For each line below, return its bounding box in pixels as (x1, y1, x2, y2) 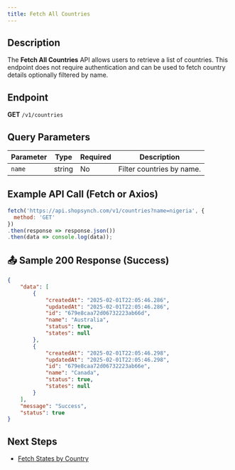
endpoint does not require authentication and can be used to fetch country (7, 63, 226, 72)
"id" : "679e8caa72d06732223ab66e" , (45, 362, 151, 370)
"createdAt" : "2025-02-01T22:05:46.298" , (45, 350, 170, 357)
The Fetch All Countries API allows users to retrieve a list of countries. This (7, 56, 229, 64)
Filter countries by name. (118, 164, 201, 174)
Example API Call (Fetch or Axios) (7, 188, 158, 200)
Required (80, 152, 111, 162)
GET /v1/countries (7, 110, 64, 119)
